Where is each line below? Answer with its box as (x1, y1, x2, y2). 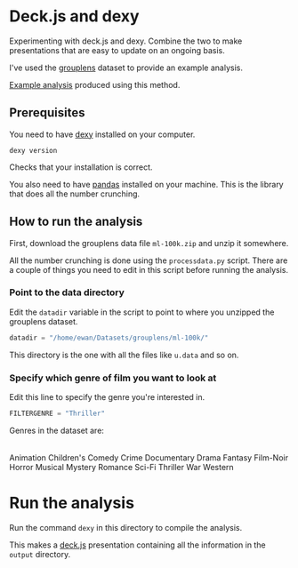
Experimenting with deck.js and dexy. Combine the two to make (9, 36, 243, 46)
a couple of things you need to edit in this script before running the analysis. (9, 264, 289, 275)
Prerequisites (9, 105, 85, 121)
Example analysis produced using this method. (9, 79, 181, 90)
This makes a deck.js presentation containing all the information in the (9, 540, 266, 550)
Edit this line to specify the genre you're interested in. (9, 392, 205, 403)
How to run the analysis (9, 214, 143, 229)
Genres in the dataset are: (9, 425, 105, 436)
